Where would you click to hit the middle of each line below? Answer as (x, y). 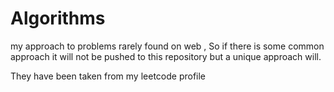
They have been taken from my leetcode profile (108, 76)
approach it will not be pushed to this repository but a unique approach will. (166, 56)
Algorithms (58, 18)
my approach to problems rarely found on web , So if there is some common (167, 46)
